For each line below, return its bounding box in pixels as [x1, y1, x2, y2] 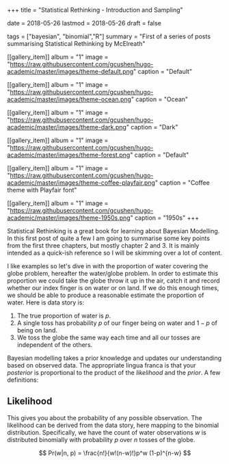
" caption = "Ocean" [131, 95, 189, 103]
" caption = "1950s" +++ [130, 214, 200, 222]
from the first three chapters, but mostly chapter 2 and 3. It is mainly [7, 242, 200, 249]
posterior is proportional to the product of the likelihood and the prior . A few [7, 369, 221, 376]
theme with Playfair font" [7, 186, 77, 194]
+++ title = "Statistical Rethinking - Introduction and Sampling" [7, 6, 183, 14]
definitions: [7, 376, 39, 384]
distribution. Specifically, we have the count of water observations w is [7, 428, 206, 437]
